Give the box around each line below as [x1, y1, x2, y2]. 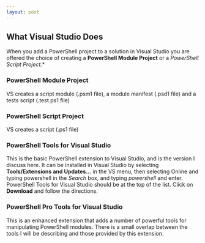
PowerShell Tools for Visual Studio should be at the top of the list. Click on [6, 181, 193, 189]
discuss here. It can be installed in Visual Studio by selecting [6, 162, 159, 169]
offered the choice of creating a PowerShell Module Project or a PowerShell [6, 54, 199, 62]
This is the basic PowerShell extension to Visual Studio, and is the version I [6, 155, 195, 162]
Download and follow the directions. [6, 187, 98, 195]
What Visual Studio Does [6, 32, 103, 42]
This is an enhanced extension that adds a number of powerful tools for [6, 217, 187, 224]
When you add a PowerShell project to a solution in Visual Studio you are [6, 48, 190, 55]
